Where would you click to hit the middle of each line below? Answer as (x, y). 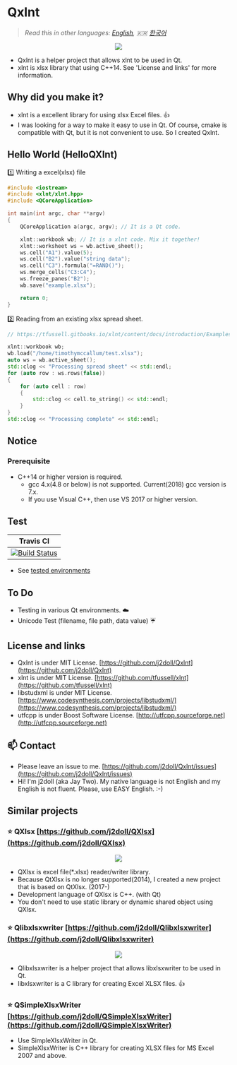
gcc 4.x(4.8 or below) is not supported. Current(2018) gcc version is (127, 484)
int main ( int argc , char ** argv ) (56, 214)
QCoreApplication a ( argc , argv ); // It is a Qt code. (101, 227)
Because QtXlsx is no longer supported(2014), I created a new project (119, 879)
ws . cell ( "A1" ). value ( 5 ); (56, 252)
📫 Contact (32, 746)
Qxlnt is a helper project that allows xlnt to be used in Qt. (100, 60)
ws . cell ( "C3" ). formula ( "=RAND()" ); (72, 266)
